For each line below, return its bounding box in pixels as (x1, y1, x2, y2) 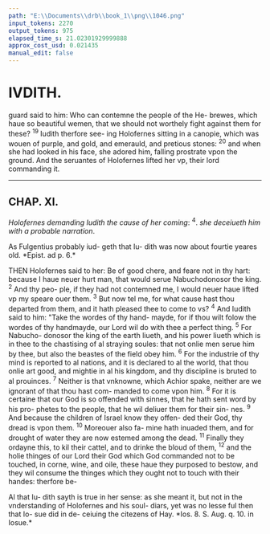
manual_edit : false (8, 49, 74, 57)
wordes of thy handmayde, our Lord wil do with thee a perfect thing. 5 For (8, 320, 252, 332)
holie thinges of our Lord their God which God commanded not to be (8, 450, 235, 460)
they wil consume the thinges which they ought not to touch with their (8, 467, 239, 478)
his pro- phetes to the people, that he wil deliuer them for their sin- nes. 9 (8, 403, 251, 414)
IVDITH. (8, 84, 62, 102)
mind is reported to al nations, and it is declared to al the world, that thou (8, 358, 249, 367)
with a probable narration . (8, 226, 96, 235)
